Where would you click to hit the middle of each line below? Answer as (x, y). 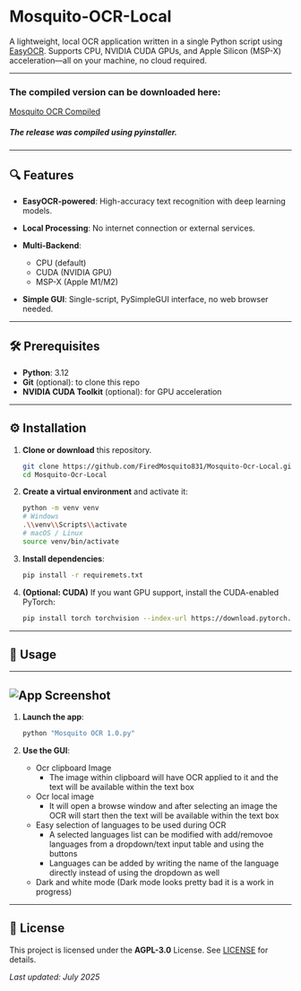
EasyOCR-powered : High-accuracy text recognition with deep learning (154, 201)
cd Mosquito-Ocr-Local (64, 474)
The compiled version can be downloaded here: (115, 91)
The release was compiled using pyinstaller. (93, 132)
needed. (38, 309)
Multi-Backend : (52, 246)
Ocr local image (64, 796)
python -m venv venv (60, 509)
